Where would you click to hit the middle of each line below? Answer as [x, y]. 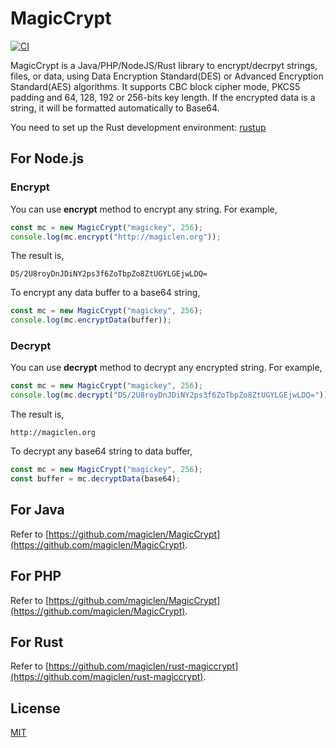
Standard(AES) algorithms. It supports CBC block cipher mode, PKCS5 [155, 86]
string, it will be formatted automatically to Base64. [115, 108]
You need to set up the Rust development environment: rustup [138, 127]
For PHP [36, 576]
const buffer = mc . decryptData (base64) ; [96, 479]
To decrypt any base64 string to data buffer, [101, 451]
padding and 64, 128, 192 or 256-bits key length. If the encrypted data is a [163, 97]
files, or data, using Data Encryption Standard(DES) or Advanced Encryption [167, 76]
